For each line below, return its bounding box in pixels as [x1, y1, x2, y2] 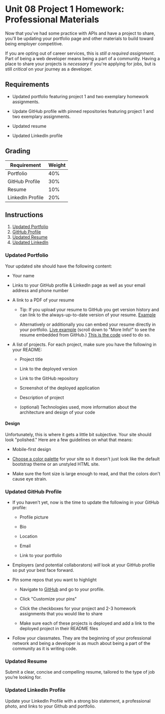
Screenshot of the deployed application [19, 385, 100, 391]
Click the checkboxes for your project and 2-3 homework [19, 605, 136, 611]
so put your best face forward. [12, 567, 74, 573]
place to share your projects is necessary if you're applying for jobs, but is [5, 61, 156, 67]
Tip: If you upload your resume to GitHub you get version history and [19, 306, 159, 312]
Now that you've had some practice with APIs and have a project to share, [5, 30, 156, 36]
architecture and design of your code [19, 409, 95, 415]
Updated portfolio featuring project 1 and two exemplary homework [12, 93, 149, 99]
